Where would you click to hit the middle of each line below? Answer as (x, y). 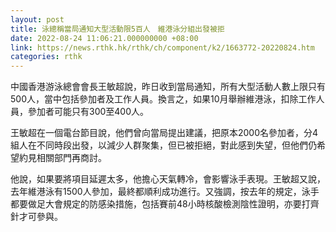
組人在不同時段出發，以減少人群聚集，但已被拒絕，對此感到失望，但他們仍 (163, 145)
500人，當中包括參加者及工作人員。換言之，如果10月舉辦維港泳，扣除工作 (163, 99)
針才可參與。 (36, 217)
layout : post (37, 19)
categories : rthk (46, 57)
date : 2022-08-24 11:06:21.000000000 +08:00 (104, 38)
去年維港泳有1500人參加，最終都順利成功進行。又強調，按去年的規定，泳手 (165, 192)
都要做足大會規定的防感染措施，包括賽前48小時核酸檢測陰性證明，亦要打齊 (165, 204)
